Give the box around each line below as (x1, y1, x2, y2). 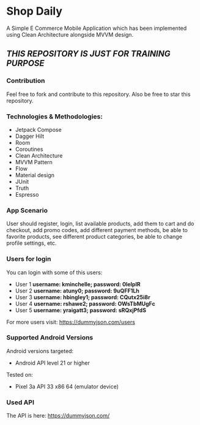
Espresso (15, 191, 39, 198)
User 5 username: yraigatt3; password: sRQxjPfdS (15, 307, 147, 314)
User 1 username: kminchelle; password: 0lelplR (15, 280, 141, 288)
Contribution (6, 76, 45, 85)
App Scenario (6, 206, 48, 214)
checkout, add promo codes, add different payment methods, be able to (6, 227, 188, 234)
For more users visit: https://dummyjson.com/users (6, 318, 136, 325)
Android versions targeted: (6, 347, 74, 355)
